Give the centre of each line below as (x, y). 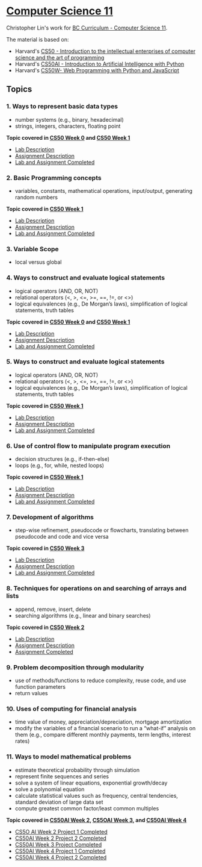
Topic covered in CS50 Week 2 (45, 627)
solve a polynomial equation (50, 789)
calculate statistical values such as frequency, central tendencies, (96, 795)
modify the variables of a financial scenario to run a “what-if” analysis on (105, 728)
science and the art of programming (60, 57)
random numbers (36, 197)
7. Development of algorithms (50, 518)
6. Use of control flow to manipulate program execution (88, 446)
